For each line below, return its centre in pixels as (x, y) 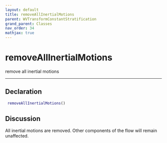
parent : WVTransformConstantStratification (51, 19)
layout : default (22, 10)
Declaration (24, 92)
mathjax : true (20, 33)
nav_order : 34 (20, 28)
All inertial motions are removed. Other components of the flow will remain (81, 131)
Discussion (23, 119)
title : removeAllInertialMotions (40, 14)
